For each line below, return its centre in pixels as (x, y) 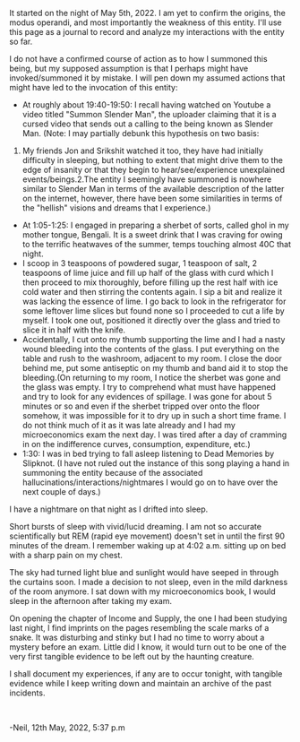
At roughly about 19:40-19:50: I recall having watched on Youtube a (146, 105)
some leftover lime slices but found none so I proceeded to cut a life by (153, 311)
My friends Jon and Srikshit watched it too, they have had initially (143, 151)
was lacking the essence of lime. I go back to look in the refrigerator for (154, 301)
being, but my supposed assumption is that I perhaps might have (129, 68)
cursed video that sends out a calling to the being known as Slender (148, 124)
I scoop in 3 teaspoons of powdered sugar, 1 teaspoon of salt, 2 (140, 263)
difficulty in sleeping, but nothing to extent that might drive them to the (153, 160)
